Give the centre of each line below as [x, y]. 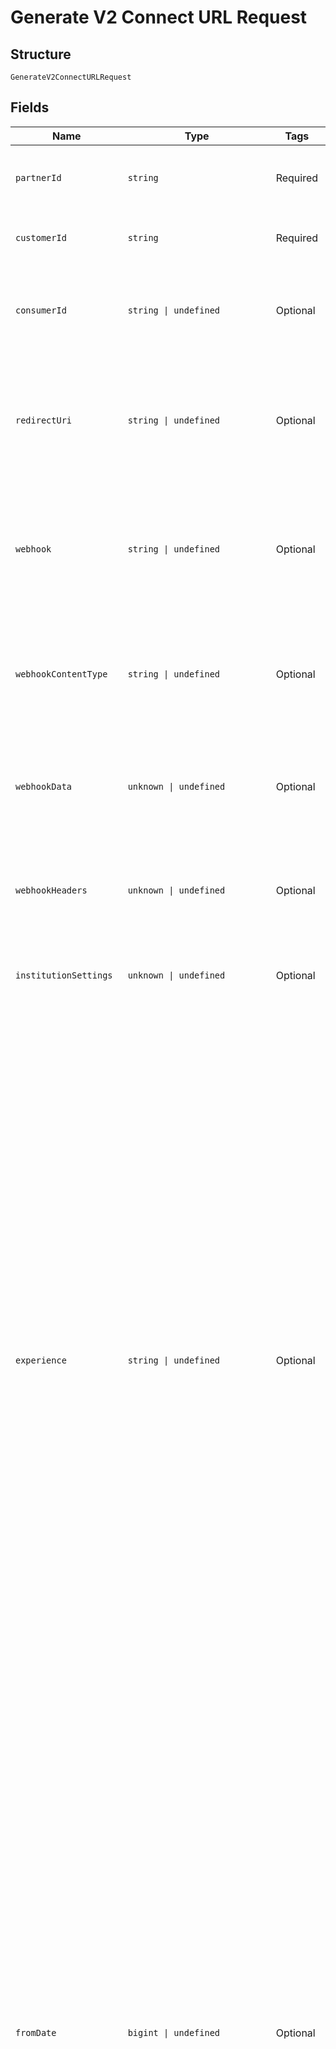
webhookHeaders [51, 890]
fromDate [36, 2032]
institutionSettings [64, 975]
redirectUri [44, 420]
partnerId [38, 177]
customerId [41, 237]
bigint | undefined [174, 2032]
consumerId [41, 310]
